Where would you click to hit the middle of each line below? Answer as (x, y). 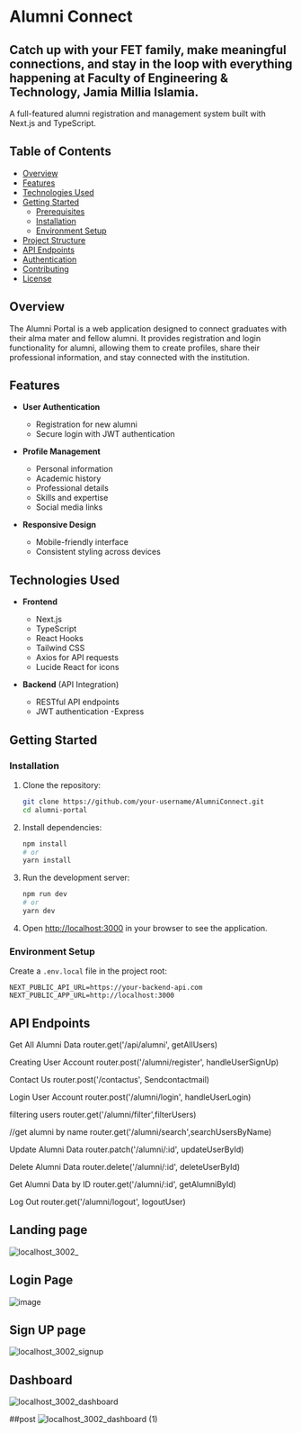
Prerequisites (60, 211)
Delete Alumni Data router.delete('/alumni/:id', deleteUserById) (125, 1167)
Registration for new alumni (86, 424)
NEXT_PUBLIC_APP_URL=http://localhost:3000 (92, 996)
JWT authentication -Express (90, 712)
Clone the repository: (62, 785)
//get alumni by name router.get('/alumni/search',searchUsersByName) (141, 1132)
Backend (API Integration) (71, 685)
